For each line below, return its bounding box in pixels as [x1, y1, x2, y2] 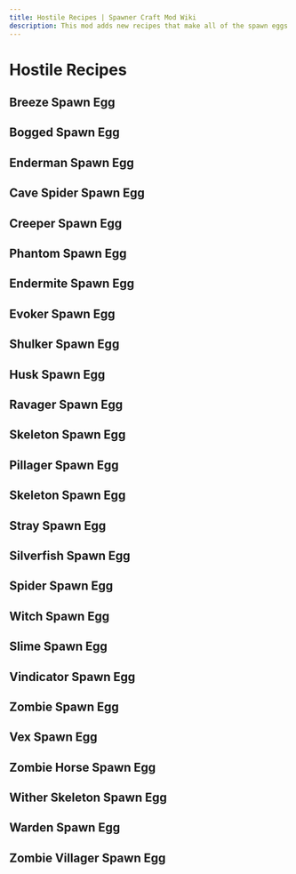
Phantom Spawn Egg [9, 246, 127, 261]
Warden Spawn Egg [9, 820, 121, 836]
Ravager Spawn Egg [9, 397, 123, 412]
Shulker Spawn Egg [9, 337, 120, 352]
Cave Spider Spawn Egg [9, 186, 145, 201]
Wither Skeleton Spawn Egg [9, 790, 167, 806]
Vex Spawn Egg [9, 730, 98, 745]
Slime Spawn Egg [9, 639, 108, 654]
